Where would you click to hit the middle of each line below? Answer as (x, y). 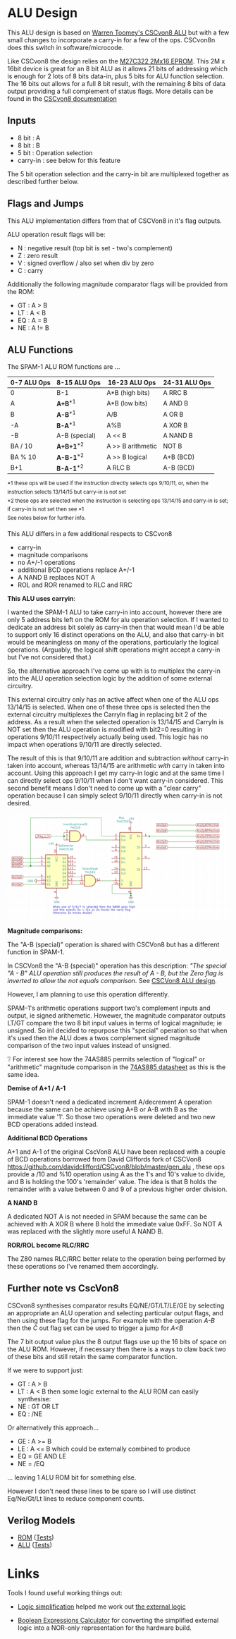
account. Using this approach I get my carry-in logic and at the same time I (116, 773)
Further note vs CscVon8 (63, 1288)
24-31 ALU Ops (187, 382)
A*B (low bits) (127, 403)
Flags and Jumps (46, 203)
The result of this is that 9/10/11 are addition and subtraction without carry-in (118, 758)
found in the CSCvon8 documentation (62, 98)
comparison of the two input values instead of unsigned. (89, 1045)
